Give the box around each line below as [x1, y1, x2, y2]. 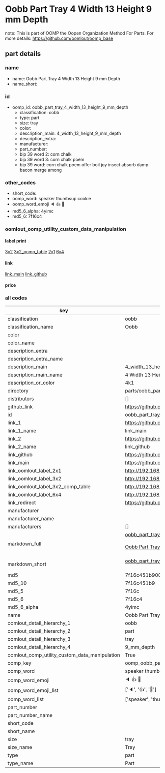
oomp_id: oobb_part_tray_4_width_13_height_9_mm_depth [12, 104, 129, 110]
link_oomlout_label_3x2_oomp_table [7, 483, 91, 490]
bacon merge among [19, 167, 62, 173]
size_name [7, 744, 32, 751]
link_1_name [7, 427, 37, 434]
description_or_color [7, 380, 55, 386]
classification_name [7, 324, 54, 330]
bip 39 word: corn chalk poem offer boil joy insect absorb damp [19, 161, 149, 168]
